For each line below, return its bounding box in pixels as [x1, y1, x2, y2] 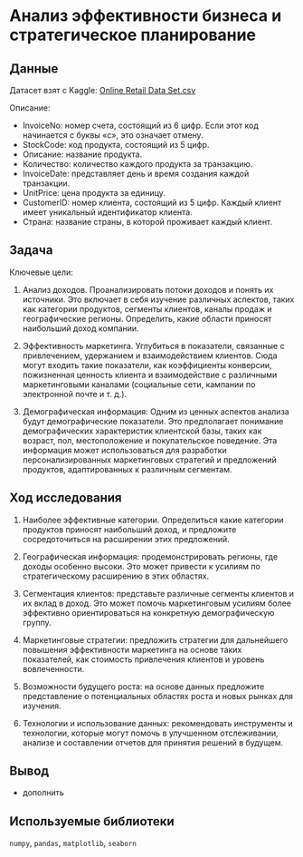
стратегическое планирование [9, 24, 256, 45]
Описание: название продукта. [22, 149, 143, 160]
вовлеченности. [22, 663, 85, 674]
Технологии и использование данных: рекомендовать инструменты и [22, 717, 294, 728]
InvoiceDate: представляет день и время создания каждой [22, 169, 250, 179]
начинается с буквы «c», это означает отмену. [22, 130, 204, 141]
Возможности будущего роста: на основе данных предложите [22, 681, 265, 692]
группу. [22, 617, 52, 628]
